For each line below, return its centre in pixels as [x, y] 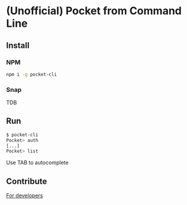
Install [18, 45]
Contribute [27, 181]
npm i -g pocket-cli [32, 74]
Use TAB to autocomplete [37, 163]
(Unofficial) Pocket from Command [94, 11]
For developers [25, 196]
